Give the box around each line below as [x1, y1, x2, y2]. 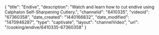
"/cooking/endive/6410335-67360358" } [4, 24, 87, 30]
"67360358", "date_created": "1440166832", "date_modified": [4, 14, 129, 20]
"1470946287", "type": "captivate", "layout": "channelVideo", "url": [4, 19, 139, 25]
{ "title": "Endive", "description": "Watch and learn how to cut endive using [4, 4, 155, 10]
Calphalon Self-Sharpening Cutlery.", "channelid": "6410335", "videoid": [4, 9, 150, 15]
